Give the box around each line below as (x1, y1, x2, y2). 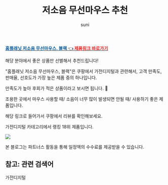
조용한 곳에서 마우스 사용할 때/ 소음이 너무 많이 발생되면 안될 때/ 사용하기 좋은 (5, 96, 158, 102)
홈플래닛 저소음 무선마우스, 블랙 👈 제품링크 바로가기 (5, 45, 108, 51)
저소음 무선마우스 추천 (42, 5, 128, 16)
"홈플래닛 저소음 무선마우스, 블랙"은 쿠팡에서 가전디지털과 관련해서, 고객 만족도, (5, 68, 162, 74)
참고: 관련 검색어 (5, 160, 54, 169)
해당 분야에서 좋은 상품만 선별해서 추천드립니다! (5, 57, 99, 64)
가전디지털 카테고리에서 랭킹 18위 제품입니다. (5, 124, 94, 130)
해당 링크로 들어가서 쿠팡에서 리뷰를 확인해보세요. (5, 113, 103, 119)
